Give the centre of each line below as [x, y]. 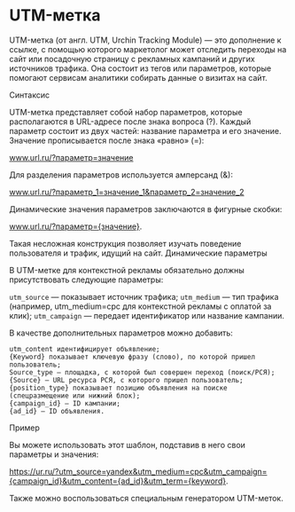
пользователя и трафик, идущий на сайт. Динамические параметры [138, 253]
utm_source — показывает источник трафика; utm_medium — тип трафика [144, 296]
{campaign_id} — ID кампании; [65, 403]
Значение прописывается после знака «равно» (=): [107, 140]
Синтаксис [30, 95]
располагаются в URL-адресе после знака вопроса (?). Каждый [130, 122]
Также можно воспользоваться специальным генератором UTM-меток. [146, 498]
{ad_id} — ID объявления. [57, 411]
